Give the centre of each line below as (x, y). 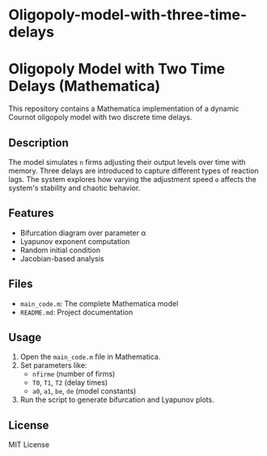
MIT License (29, 445)
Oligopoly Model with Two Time (117, 69)
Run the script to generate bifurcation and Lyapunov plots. (117, 400)
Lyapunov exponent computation (75, 241)
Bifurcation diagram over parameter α (83, 233)
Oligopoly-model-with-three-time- (128, 15)
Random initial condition (60, 250)
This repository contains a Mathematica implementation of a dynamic (124, 109)
